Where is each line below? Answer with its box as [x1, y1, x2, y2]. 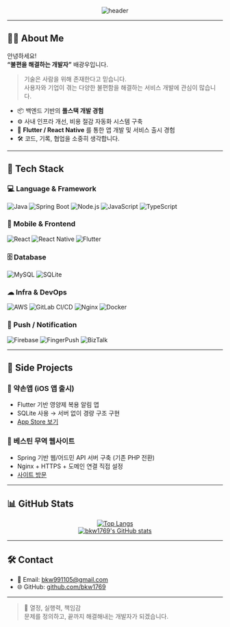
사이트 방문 [16, 470, 47, 478]
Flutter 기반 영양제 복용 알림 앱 [16, 400, 99, 409]
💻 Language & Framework [7, 184, 97, 194]
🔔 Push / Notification [7, 320, 77, 330]
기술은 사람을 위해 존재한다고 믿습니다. [23, 75, 127, 83]
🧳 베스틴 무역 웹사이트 [7, 437, 75, 446]
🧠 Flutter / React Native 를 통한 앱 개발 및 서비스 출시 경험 [16, 125, 176, 133]
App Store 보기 [16, 418, 59, 426]
